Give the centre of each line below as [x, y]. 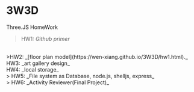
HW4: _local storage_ [33, 69]
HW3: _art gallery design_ [38, 63]
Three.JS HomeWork [32, 27]
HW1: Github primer [45, 38]
